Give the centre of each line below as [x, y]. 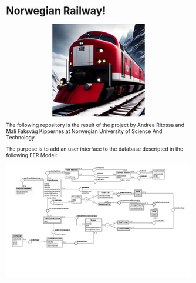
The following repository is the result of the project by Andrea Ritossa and [95, 125]
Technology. [21, 137]
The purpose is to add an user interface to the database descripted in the [95, 149]
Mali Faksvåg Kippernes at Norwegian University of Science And [84, 131]
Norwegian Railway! [56, 11]
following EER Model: [32, 155]
